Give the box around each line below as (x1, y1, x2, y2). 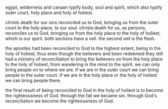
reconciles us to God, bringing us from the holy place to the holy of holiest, (5, 30, 161, 36)
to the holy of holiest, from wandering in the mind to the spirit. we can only (5, 62, 160, 67)
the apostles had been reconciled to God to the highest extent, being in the (5, 45, 161, 51)
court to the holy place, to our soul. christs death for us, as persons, (5, 25, 146, 31)
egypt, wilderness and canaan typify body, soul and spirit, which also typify (5, 5, 162, 10)
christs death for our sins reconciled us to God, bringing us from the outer (5, 20, 159, 25)
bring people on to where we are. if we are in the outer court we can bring (5, 67, 159, 73)
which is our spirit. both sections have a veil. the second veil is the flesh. (5, 35, 156, 41)
